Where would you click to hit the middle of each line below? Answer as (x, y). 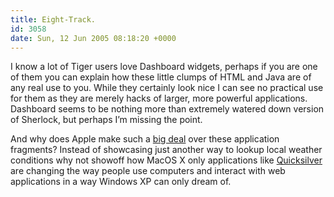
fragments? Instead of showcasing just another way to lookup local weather (166, 150)
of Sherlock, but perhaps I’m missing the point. (106, 120)
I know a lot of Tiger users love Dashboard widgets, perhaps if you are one (164, 67)
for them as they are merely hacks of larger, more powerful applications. (159, 98)
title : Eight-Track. (53, 19)
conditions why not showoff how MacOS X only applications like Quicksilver (166, 160)
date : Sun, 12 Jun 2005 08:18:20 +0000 (93, 38)
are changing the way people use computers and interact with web (148, 171)
